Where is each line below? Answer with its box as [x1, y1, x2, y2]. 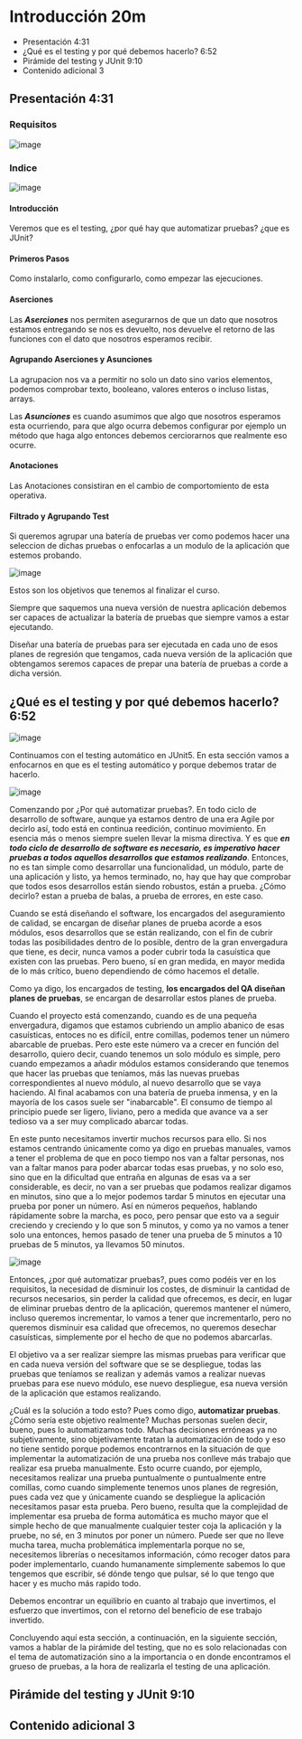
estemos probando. [9, 550, 82, 561]
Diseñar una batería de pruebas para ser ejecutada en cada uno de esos [9, 639, 279, 650]
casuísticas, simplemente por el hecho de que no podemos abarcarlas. [9, 1331, 273, 1342]
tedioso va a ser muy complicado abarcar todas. [9, 1115, 189, 1126]
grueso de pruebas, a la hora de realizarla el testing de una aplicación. [9, 1660, 271, 1671]
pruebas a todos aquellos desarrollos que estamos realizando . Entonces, [9, 851, 289, 862]
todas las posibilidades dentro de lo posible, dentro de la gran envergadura [9, 936, 288, 947]
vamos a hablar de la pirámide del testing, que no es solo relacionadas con [9, 1641, 288, 1652]
